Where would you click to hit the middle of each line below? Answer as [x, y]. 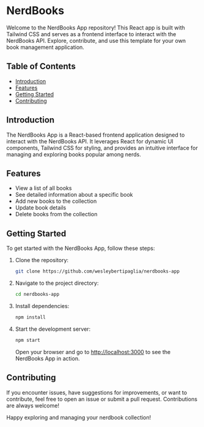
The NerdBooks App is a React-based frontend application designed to [96, 135]
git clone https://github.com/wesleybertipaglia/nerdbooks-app [97, 271]
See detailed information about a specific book [74, 195]
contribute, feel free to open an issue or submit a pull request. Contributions [102, 399]
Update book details [41, 208]
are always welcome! [33, 406]
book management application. [45, 47]
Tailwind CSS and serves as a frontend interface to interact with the [91, 34]
